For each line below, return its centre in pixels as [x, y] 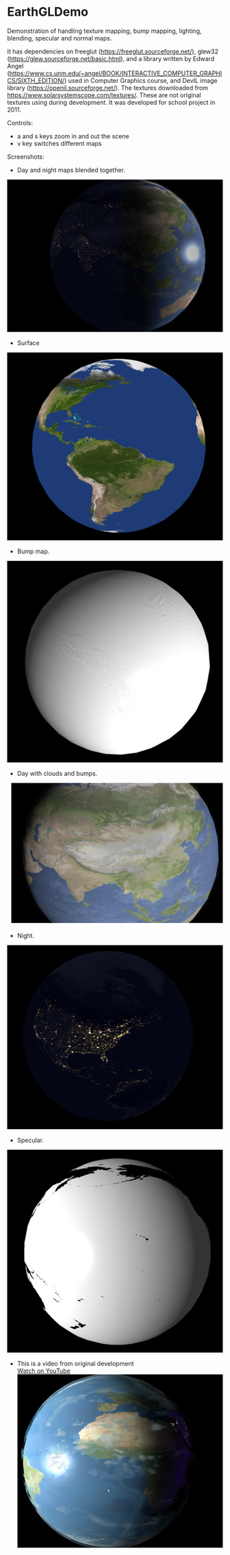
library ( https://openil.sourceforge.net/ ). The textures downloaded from [108, 88]
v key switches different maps [59, 143]
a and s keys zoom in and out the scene [73, 136]
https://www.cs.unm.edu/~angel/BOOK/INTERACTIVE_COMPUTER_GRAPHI [116, 73]
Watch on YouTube [43, 1371]
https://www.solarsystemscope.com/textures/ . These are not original [104, 95]
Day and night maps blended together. [71, 170]
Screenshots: [26, 156]
